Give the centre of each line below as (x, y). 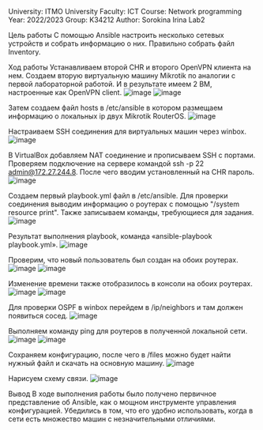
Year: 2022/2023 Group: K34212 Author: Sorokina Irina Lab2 (107, 20)
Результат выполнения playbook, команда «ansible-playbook (110, 236)
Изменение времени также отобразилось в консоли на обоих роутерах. (130, 283)
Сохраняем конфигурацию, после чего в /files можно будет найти (120, 355)
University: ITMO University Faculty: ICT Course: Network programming (125, 11)
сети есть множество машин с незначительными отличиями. (112, 419)
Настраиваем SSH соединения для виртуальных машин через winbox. (128, 131)
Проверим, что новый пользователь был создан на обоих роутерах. (123, 260)
